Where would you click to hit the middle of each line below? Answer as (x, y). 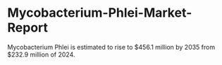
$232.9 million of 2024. (41, 55)
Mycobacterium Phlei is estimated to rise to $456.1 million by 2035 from (111, 47)
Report (27, 28)
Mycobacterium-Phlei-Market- (100, 13)
